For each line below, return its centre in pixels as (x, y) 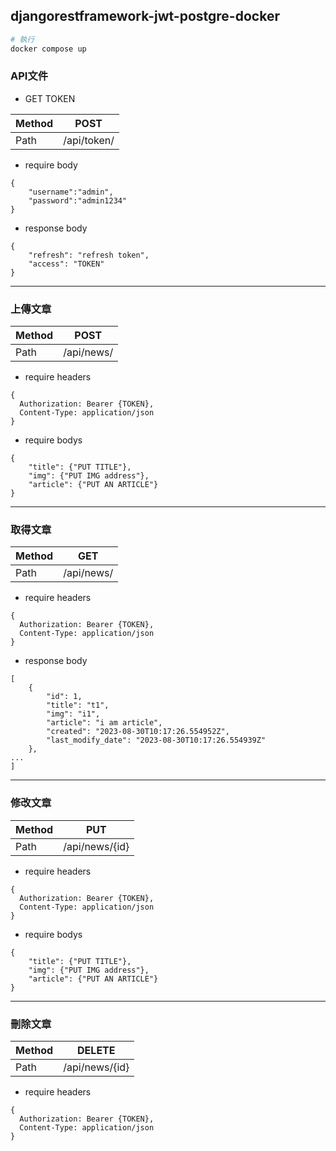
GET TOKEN (50, 98)
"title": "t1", (78, 705)
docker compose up (48, 49)
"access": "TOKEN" (66, 264)
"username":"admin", (71, 192)
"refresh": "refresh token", (89, 255)
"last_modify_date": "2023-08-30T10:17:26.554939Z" (156, 740)
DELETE (96, 1051)
